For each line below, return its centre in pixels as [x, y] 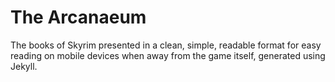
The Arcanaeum [78, 17]
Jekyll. [24, 66]
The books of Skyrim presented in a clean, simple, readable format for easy [166, 45]
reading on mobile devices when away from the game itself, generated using [168, 55]
